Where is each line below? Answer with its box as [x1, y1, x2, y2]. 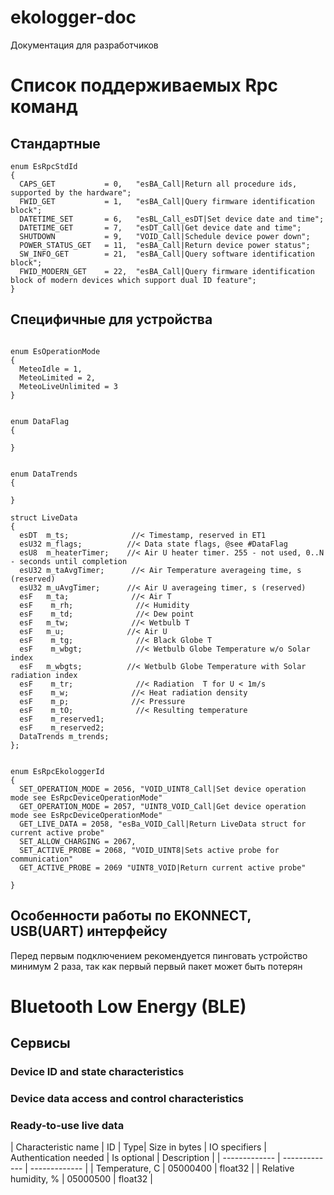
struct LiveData [10, 512, 78, 523]
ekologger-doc [10, 6, 137, 29]
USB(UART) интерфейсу [10, 923, 168, 940]
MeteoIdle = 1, [19, 364, 83, 374]
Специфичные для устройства [10, 311, 213, 328]
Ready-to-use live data [10, 1118, 125, 1132]
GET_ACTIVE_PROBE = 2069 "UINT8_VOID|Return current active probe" [19, 862, 307, 873]
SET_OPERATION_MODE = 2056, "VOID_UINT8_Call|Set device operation [19, 784, 307, 794]
